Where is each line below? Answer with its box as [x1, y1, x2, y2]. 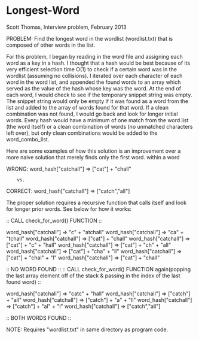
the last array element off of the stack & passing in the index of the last [6, 272, 180, 279]
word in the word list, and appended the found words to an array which [6, 78, 181, 86]
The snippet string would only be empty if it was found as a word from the [6, 97, 189, 105]
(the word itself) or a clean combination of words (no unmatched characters [6, 123, 193, 130]
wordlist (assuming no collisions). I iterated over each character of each [6, 72, 183, 79]
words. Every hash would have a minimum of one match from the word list [6, 116, 189, 123]
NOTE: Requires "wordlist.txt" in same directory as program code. [6, 326, 169, 333]
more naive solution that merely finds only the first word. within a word [6, 153, 180, 161]
